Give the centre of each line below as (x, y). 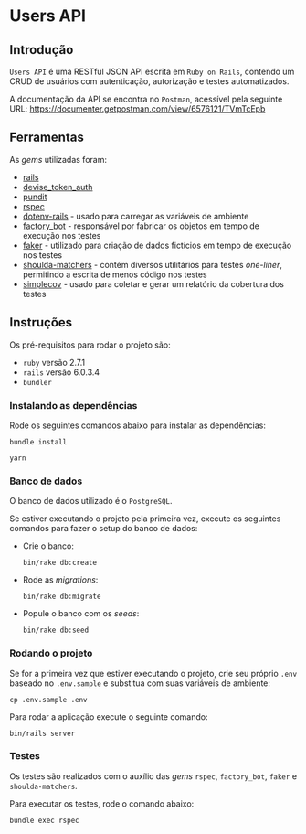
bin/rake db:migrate (62, 597)
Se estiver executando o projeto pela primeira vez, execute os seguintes (145, 519)
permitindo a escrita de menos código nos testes (115, 274)
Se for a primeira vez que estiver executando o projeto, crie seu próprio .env (153, 673)
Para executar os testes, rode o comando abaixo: (102, 803)
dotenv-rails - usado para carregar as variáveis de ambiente (136, 216)
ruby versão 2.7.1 (54, 362)
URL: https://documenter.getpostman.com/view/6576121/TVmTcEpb (137, 109)
